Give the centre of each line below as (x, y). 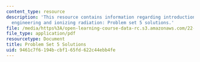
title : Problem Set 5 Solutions (46, 45)
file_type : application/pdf (41, 34)
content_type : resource (36, 12)
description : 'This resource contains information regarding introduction (101, 17)
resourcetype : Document (36, 39)
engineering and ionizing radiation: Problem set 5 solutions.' (93, 22)
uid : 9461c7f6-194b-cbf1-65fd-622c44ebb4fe (61, 50)
